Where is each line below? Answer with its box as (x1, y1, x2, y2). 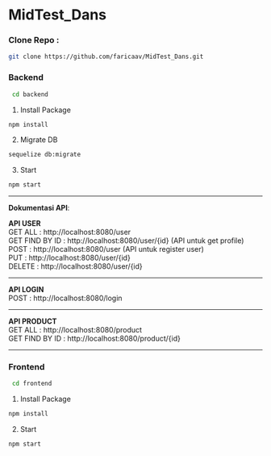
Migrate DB (19, 135, 58, 144)
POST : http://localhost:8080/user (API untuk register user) (8, 245, 204, 254)
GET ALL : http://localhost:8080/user (8, 228, 131, 237)
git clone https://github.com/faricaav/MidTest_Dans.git (8, 52, 204, 61)
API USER (8, 219, 41, 228)
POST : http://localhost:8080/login (8, 293, 123, 303)
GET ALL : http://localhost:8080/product (8, 325, 143, 335)
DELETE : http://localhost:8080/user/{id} (8, 261, 143, 271)
